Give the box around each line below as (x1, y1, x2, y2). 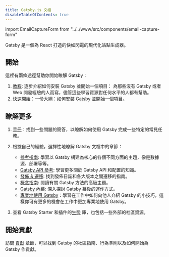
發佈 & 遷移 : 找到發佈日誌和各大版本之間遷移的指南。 (20, 173, 130, 180)
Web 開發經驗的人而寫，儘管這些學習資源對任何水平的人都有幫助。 (12, 90, 152, 96)
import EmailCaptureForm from (5, 26, 70, 32)
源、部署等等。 (20, 160, 51, 167)
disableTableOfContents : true (5, 12, 69, 17)
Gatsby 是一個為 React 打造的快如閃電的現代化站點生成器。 (5, 41, 129, 48)
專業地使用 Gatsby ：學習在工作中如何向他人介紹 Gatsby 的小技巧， (20, 192, 160, 198)
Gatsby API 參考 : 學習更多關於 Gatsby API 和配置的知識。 (20, 167, 139, 173)
